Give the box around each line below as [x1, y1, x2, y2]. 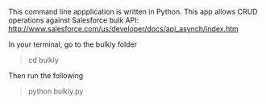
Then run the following [8, 71, 84, 80]
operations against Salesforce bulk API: [8, 15, 139, 25]
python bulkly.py [27, 86, 84, 96]
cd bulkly [27, 56, 59, 64]
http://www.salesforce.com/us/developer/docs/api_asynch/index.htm [8, 24, 239, 33]
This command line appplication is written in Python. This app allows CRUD [8, 7, 258, 16]
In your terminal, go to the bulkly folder [8, 40, 138, 49]
